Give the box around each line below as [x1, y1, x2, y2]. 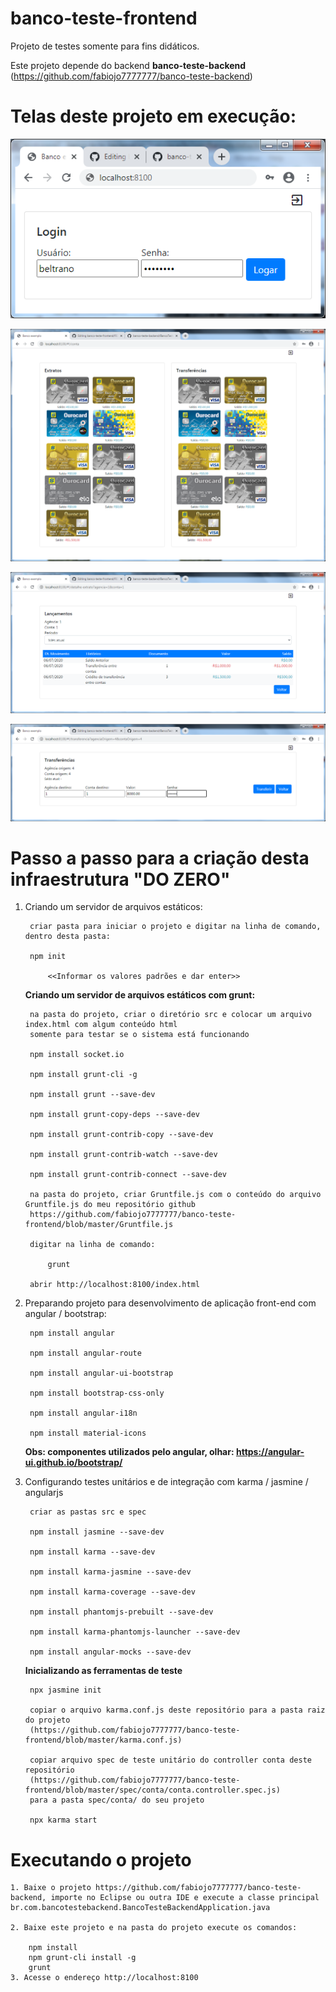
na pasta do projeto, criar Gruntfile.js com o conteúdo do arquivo [29, 1190, 322, 1200]
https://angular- [235, 1446, 305, 1458]
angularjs [24, 1487, 64, 1499]
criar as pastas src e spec [29, 1507, 147, 1517]
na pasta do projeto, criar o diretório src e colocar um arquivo [29, 1010, 312, 1020]
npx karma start [29, 1815, 98, 1826]
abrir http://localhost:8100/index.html [29, 1280, 201, 1290]
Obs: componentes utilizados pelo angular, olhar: [24, 1446, 235, 1458]
